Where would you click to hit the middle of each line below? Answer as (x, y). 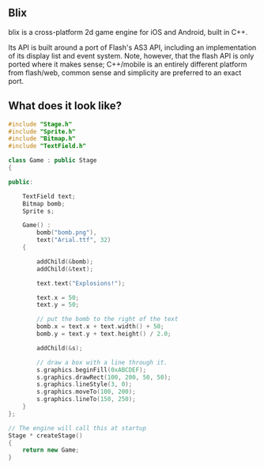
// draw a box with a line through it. (102, 362)
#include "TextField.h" (47, 146)
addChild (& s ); (60, 348)
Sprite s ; (39, 211)
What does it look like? (65, 106)
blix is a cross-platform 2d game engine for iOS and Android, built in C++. (128, 32)
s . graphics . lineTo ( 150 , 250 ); (86, 399)
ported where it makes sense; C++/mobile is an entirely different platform (128, 64)
